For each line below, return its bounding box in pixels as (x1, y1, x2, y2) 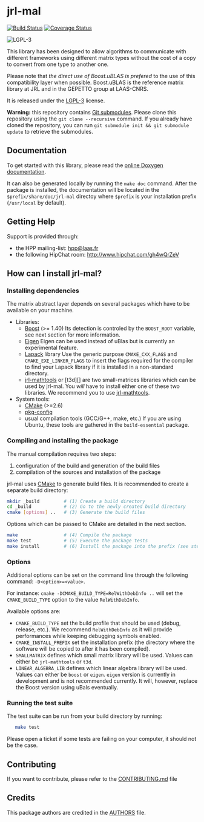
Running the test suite (7, 699, 73, 708)
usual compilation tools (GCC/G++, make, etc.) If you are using (24, 415, 182, 422)
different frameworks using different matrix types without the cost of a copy (7, 54, 196, 61)
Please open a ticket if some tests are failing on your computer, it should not (7, 735, 197, 743)
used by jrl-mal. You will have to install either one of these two (24, 383, 180, 390)
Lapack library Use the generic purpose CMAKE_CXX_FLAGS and (24, 350, 177, 358)
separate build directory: (7, 486, 68, 494)
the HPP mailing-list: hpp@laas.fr (15, 244, 99, 252)
